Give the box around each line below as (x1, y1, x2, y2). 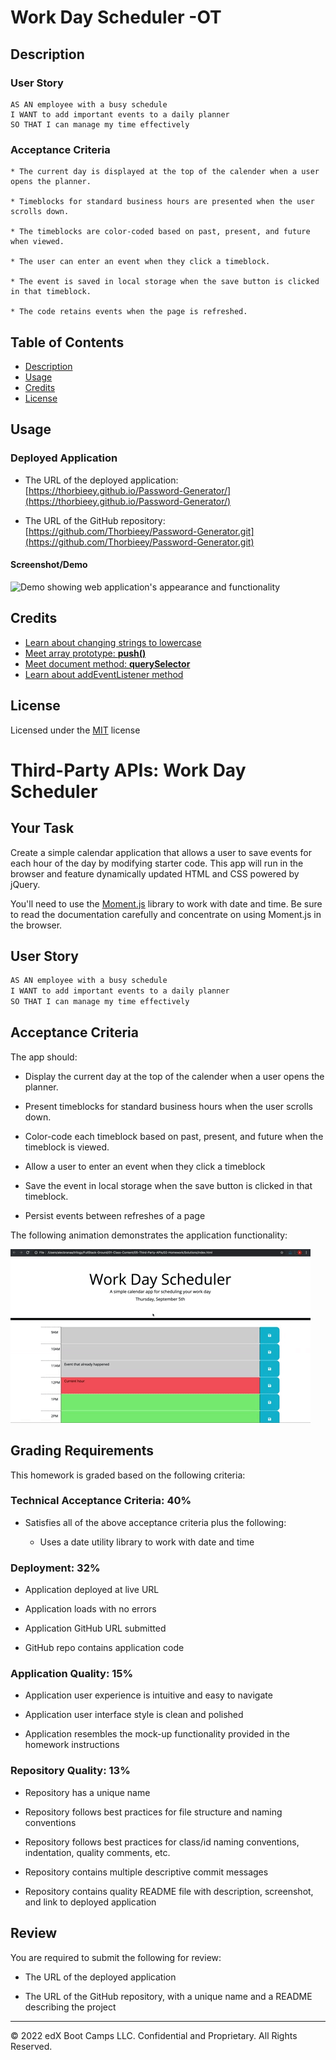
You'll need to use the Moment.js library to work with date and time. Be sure (10, 897, 323, 910)
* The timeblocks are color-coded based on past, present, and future (10, 227, 311, 237)
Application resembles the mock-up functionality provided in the (24, 1728, 290, 1740)
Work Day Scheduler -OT (10, 6, 222, 29)
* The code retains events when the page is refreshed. (10, 307, 248, 317)
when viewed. (10, 237, 65, 247)
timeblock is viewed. (24, 1141, 110, 1153)
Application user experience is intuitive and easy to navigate (24, 1689, 273, 1701)
